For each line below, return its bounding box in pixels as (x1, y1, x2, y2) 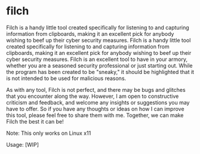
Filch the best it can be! (6, 118, 64, 125)
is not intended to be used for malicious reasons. (6, 75, 127, 82)
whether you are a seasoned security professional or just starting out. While (6, 61, 193, 69)
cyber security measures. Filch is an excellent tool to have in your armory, (6, 56, 188, 63)
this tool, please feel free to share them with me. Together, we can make (6, 112, 184, 119)
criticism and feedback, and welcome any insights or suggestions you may (6, 98, 190, 106)
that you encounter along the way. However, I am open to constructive (6, 93, 179, 100)
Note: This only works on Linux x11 (6, 130, 91, 137)
